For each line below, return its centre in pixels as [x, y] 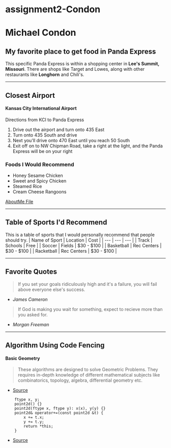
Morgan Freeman [31, 324]
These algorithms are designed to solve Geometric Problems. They [88, 370]
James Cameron [30, 299]
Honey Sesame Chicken [38, 176]
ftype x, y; [27, 400]
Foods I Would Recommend [40, 164]
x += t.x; [34, 417]
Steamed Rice [27, 187]
